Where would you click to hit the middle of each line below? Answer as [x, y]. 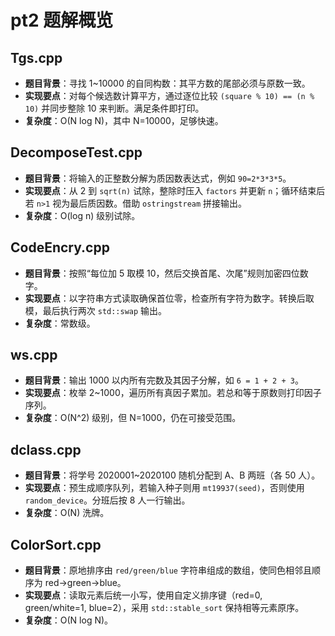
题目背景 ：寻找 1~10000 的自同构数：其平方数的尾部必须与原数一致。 [167, 83]
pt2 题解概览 [62, 20]
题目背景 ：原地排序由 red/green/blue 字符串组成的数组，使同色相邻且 [168, 570]
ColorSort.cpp [56, 544]
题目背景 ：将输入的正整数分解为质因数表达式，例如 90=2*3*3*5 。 [158, 178]
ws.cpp [34, 355]
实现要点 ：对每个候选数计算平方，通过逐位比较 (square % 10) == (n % [169, 95]
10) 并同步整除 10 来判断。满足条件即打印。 [114, 108]
